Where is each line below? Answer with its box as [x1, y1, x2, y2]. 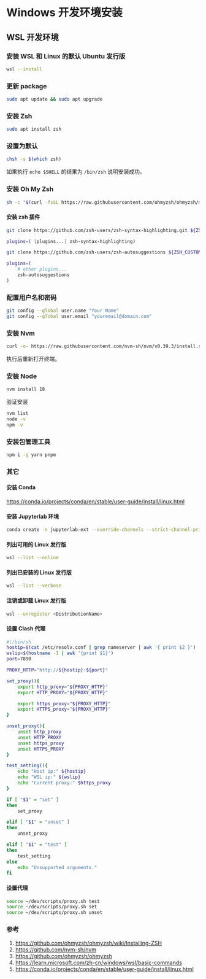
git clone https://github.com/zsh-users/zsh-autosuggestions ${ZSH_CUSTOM [6, 249, 202, 255]
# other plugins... [17, 266, 67, 273]
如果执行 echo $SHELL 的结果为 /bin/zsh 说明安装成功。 [6, 168, 145, 176]
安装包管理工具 [6, 437, 51, 446]
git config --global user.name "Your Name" [6, 308, 120, 314]
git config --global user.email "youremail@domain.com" [6, 313, 152, 319]
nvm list [6, 411, 29, 417]
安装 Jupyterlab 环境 [6, 513, 59, 520]
